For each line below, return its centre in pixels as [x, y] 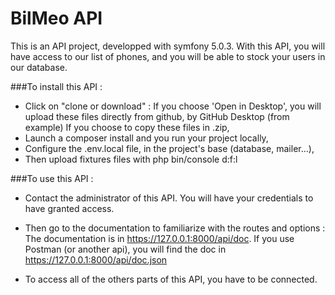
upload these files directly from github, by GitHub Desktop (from [157, 116]
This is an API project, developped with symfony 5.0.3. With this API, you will [168, 46]
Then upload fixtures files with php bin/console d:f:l [131, 159]
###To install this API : [56, 86]
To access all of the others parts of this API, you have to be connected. [171, 279]
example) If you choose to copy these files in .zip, [127, 127]
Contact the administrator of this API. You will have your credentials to [169, 198]
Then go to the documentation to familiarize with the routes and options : [175, 228]
